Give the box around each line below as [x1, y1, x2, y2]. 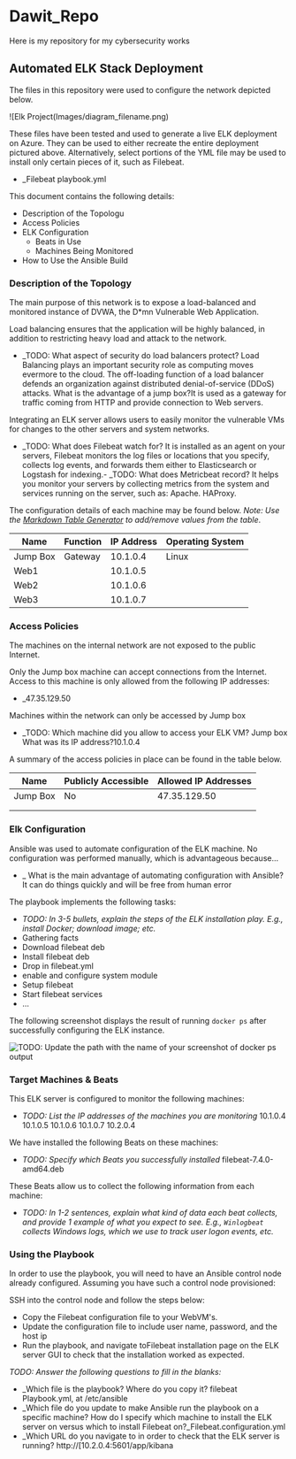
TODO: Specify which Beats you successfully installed [21, 1154, 221, 1164]
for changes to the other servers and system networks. [9, 424, 210, 434]
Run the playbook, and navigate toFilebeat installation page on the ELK [21, 1340, 280, 1351]
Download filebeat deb [21, 941, 105, 952]
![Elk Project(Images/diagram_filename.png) [9, 111, 170, 121]
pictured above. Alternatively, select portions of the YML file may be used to [9, 147, 286, 157]
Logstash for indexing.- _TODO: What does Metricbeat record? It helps [21, 469, 279, 480]
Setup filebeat [21, 979, 73, 990]
